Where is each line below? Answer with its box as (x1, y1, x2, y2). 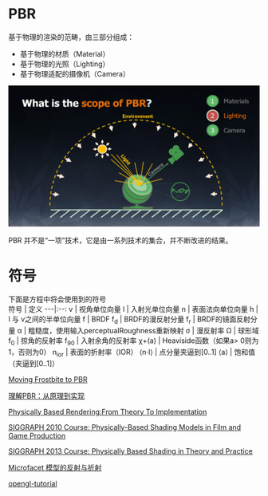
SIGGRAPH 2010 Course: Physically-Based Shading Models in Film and (8, 422, 242, 431)
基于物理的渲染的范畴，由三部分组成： (8, 32, 134, 41)
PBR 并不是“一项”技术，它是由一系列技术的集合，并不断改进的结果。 (8, 236, 233, 246)
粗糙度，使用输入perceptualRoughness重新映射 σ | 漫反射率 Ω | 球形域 (27, 326, 259, 336)
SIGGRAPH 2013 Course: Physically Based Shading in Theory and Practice (8, 446, 253, 455)
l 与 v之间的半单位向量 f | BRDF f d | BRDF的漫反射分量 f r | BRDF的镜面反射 (8, 314, 251, 326)
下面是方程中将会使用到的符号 (8, 294, 106, 304)
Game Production (8, 431, 66, 440)
